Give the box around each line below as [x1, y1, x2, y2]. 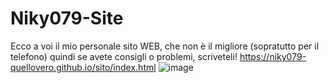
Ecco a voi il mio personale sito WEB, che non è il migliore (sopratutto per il [10, 40, 320, 52]
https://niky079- [239, 50, 307, 62]
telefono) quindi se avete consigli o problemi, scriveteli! [10, 50, 238, 62]
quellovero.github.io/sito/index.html [10, 61, 157, 73]
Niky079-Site [10, 7, 124, 30]
